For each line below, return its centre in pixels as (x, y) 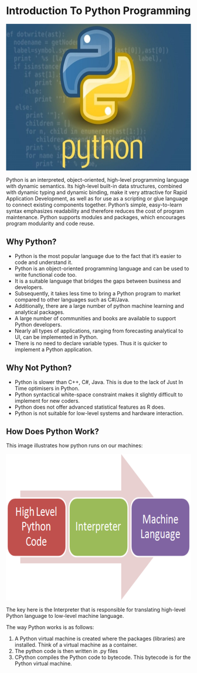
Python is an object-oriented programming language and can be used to (102, 268)
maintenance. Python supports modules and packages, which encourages (96, 217)
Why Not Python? (39, 368)
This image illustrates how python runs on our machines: (74, 446)
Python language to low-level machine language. (65, 616)
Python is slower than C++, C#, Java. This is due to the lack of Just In (99, 382)
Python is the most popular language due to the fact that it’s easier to (98, 256)
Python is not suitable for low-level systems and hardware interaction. (99, 413)
